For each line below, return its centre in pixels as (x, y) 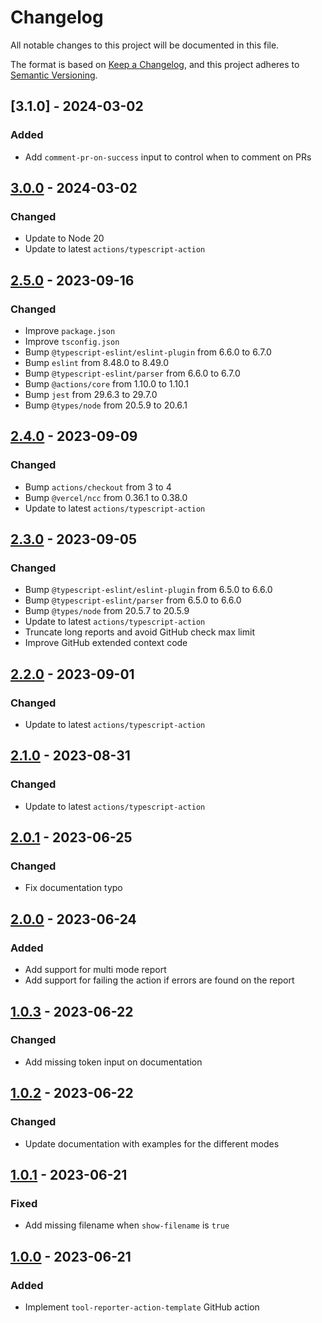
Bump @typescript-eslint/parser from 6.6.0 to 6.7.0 (132, 373)
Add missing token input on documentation (113, 1062)
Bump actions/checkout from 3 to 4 (98, 487)
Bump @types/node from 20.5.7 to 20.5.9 (107, 611)
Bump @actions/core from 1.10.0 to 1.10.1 (106, 384)
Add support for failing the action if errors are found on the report (159, 980)
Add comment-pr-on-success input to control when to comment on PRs (168, 157)
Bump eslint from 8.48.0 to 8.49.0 (96, 362)
